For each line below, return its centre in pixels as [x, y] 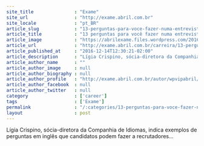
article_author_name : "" [46, 62]
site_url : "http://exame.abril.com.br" [80, 17]
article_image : [42, 40]
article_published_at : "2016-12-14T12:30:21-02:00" [80, 51]
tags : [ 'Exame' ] [55, 101]
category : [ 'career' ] [57, 96]
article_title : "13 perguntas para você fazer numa [89, 34]
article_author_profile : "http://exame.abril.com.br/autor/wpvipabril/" [104, 79]
